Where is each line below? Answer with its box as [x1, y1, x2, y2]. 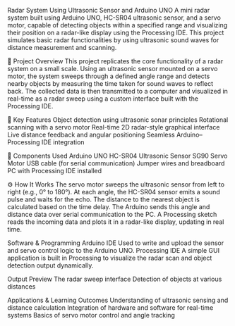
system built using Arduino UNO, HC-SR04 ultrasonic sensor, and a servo [7, 13, 221, 22]
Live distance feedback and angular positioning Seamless [7, 130, 175, 139]
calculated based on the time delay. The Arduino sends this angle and [7, 203, 210, 211]
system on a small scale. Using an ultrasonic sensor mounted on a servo [7, 65, 218, 73]
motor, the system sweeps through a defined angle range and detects [7, 72, 210, 80]
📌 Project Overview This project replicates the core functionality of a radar [7, 57, 224, 65]
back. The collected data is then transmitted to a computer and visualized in [7, 87, 228, 95]
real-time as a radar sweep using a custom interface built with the [7, 94, 199, 103]
